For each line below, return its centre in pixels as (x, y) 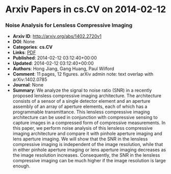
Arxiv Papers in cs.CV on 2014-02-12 (86, 9)
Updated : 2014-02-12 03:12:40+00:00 (53, 63)
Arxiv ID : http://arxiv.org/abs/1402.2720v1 (57, 36)
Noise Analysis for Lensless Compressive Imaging (69, 25)
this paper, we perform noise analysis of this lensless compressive (83, 128)
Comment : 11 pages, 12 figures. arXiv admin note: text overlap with (83, 74)
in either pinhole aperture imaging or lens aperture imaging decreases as (89, 150)
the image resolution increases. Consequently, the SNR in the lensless (86, 155)
